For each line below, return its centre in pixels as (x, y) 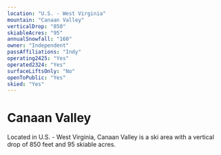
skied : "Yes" (26, 84)
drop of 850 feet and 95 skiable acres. (61, 145)
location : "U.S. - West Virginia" (57, 13)
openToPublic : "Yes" (37, 77)
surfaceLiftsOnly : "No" (41, 71)
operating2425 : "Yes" (38, 59)
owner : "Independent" (38, 45)
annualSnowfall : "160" (40, 39)
